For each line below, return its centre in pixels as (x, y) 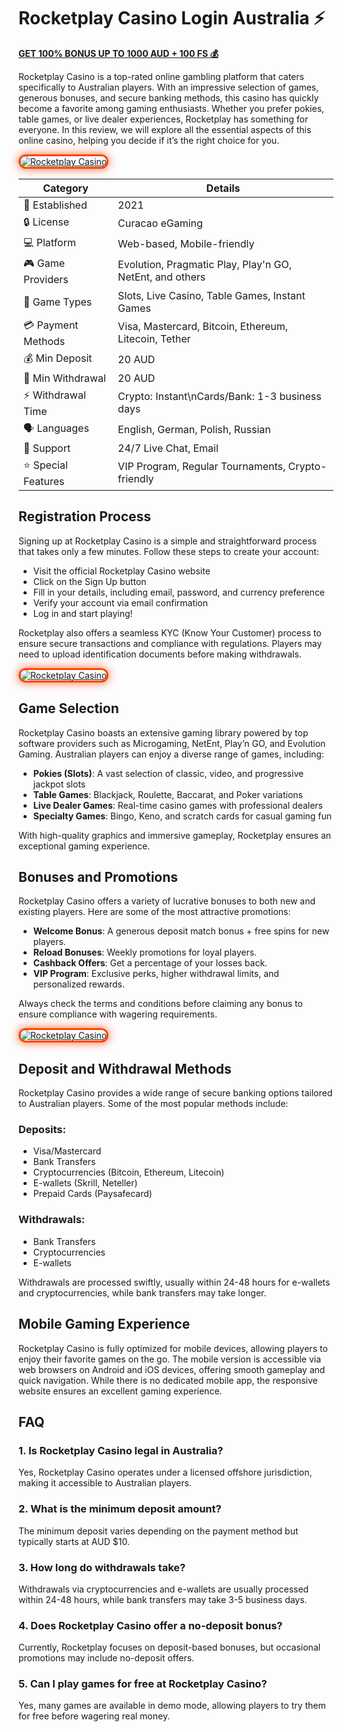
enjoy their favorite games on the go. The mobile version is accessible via (170, 1359)
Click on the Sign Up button (89, 581)
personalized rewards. (78, 984)
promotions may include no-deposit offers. (106, 1658)
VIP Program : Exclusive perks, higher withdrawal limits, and (156, 974)
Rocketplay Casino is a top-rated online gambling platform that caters (161, 76)
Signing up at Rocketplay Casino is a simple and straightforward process (168, 541)
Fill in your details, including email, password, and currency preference (179, 592)
